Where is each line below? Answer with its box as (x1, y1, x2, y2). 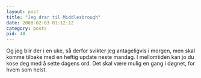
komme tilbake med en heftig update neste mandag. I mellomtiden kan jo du (6, 54, 194, 61)
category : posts (6, 25, 47, 32)
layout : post (6, 8, 39, 15)
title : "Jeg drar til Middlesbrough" (6, 14, 101, 20)
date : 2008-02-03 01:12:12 (6, 20, 74, 26)
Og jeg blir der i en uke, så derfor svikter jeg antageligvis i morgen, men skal (6, 47, 196, 54)
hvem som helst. (6, 66, 47, 73)
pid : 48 (6, 31, 26, 37)
